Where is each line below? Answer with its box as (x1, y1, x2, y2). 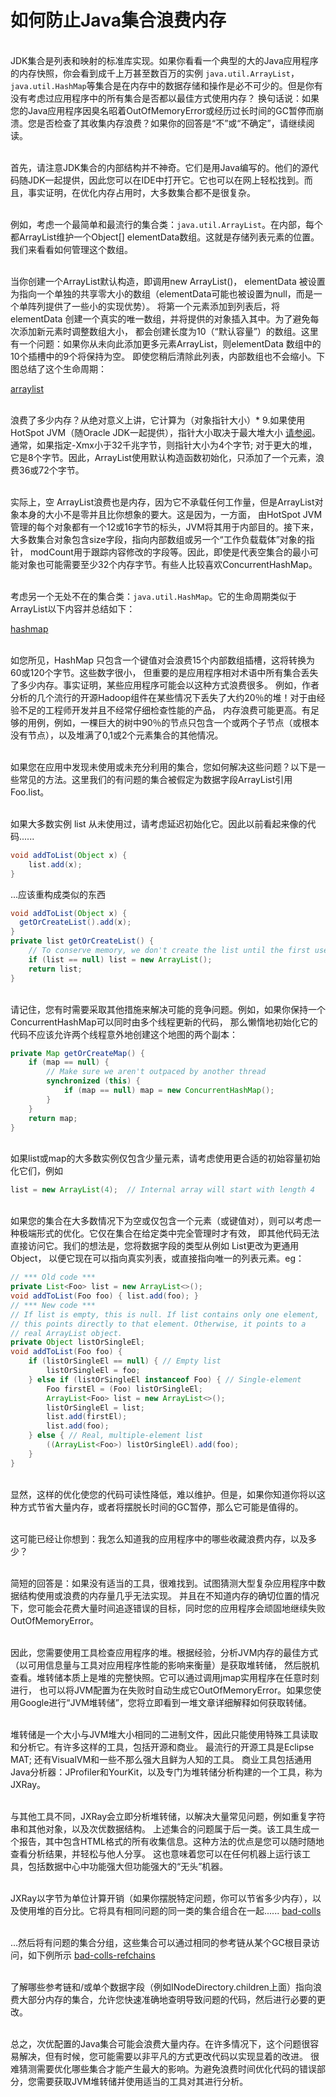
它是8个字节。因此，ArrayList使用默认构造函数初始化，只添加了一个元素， (10, 451, 316, 463)
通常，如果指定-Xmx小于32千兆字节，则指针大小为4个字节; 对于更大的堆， (10, 439, 318, 451)
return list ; (28, 964, 83, 974)
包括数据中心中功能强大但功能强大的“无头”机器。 (27, 1860, 229, 1872)
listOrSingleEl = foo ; (46, 1366, 141, 1376)
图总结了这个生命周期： (10, 362, 107, 375)
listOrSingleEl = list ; (46, 1402, 145, 1413)
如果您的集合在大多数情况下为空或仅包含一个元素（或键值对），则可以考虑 (10, 1215, 313, 1227)
